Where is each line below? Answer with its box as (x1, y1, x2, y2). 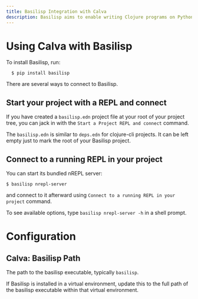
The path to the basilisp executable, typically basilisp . (6, 269, 139, 276)
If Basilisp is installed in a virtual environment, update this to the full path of (6, 280, 189, 287)
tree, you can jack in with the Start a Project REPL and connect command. (6, 119, 190, 127)
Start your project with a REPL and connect (6, 98, 167, 108)
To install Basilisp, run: (6, 59, 61, 66)
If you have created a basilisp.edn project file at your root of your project (6, 113, 185, 121)
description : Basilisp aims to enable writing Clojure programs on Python (6, 14, 194, 20)
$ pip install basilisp (11, 70, 70, 77)
